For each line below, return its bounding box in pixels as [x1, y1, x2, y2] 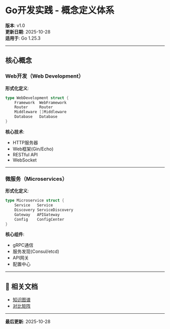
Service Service [14, 203, 53, 208]
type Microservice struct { [5, 198, 65, 203]
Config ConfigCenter [14, 217, 65, 222]
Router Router [14, 105, 53, 110]
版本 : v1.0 [5, 22, 25, 28]
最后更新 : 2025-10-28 [5, 318, 51, 325]
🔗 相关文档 [5, 282, 38, 291]
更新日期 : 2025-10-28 [5, 28, 51, 35]
